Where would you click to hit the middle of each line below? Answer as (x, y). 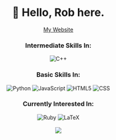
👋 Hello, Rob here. (58, 13)
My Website (58, 29)
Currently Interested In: (58, 104)
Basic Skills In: (58, 75)
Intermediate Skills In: (58, 45)
